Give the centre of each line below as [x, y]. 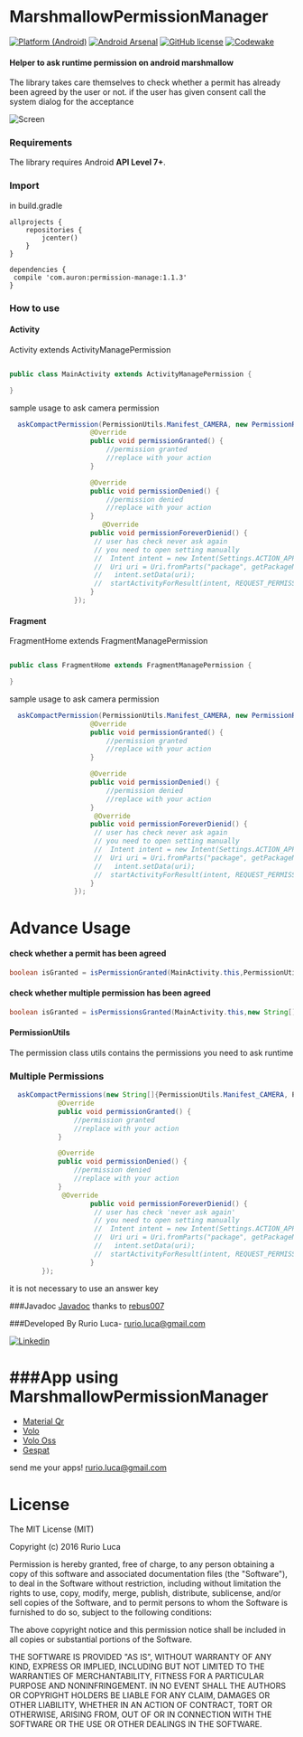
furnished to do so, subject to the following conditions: [110, 1612]
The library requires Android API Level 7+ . [88, 162]
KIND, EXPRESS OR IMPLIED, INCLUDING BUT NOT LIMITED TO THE [137, 1666]
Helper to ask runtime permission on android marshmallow [122, 62]
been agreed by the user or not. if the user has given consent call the [138, 92]
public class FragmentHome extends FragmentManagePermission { [131, 666]
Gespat [36, 1450]
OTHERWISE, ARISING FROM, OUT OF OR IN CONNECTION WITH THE [141, 1714]
